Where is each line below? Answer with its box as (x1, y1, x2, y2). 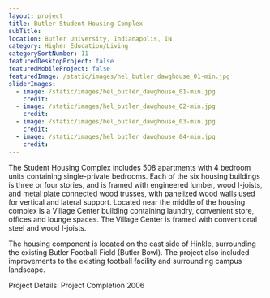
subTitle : (8, 27, 42, 35)
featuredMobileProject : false (8, 65, 111, 73)
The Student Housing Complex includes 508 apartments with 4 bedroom (8, 162, 251, 172)
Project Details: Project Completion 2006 (8, 280, 145, 290)
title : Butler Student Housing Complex (8, 19, 144, 28)
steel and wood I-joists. (8, 222, 87, 232)
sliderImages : (8, 80, 57, 88)
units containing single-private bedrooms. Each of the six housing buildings (8, 171, 261, 181)
